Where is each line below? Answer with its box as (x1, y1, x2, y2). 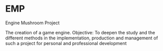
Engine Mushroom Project (5, 20, 60, 26)
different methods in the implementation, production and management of (5, 35, 158, 41)
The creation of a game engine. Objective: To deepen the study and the (5, 29, 155, 35)
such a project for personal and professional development (5, 40, 127, 46)
